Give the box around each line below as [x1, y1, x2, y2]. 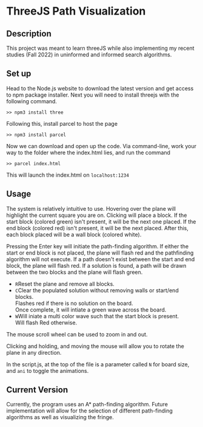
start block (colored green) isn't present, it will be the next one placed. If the [6, 217, 196, 225]
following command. [6, 97, 58, 104]
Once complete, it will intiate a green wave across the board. [15, 306, 167, 313]
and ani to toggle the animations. [6, 367, 89, 374]
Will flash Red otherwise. [15, 319, 78, 326]
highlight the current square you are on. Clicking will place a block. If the [6, 211, 187, 219]
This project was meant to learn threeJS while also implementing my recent [6, 44, 195, 52]
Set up [6, 69, 32, 79]
